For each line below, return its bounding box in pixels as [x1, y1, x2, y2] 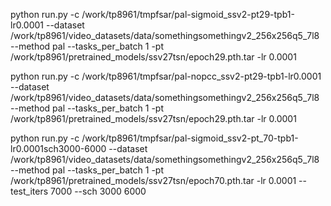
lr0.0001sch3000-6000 [10, 143, 107, 154]
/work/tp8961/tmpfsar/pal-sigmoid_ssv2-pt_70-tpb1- [81, 132, 299, 144]
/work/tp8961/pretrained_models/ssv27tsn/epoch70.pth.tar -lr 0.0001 [10, 175, 297, 186]
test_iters [10, 185, 49, 197]
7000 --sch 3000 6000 [50, 185, 147, 197]
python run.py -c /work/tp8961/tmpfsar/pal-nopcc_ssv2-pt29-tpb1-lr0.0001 [10, 70, 322, 82]
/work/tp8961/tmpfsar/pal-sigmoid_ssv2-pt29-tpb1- [81, 9, 295, 20]
